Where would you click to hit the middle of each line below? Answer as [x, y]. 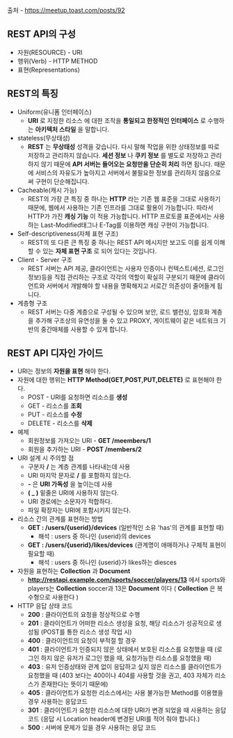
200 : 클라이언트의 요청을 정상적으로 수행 [84, 615]
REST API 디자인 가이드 [55, 353]
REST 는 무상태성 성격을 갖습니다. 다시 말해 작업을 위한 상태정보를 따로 [123, 146]
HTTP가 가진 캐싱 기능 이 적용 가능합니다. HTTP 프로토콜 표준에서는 [120, 216]
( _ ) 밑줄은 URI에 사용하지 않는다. [73, 493]
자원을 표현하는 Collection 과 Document [74, 571]
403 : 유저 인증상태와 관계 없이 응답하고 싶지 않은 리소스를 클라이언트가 [124, 667]
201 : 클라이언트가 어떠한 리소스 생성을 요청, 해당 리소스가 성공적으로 [121, 623]
